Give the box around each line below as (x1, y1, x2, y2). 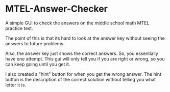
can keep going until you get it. (5, 61, 70, 67)
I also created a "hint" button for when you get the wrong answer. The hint (5, 71, 162, 77)
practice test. (5, 25, 33, 31)
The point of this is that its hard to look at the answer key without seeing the (5, 35, 165, 41)
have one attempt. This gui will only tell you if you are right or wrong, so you (5, 55, 165, 62)
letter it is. (5, 82, 27, 88)
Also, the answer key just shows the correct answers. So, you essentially (5, 50, 158, 56)
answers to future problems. (5, 40, 65, 46)
